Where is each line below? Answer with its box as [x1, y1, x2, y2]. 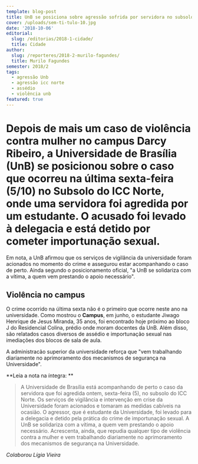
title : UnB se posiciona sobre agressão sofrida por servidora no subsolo [6, 14, 194, 20]
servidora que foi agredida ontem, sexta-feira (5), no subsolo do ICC [20, 390, 187, 397]
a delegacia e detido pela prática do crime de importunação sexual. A [20, 415, 190, 422]
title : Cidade [11, 42, 46, 48]
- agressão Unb [11, 74, 49, 80]
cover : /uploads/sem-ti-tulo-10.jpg [6, 19, 96, 25]
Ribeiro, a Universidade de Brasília [6, 147, 177, 160]
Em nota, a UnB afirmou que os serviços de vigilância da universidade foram [6, 254, 192, 261]
